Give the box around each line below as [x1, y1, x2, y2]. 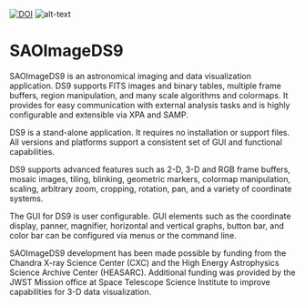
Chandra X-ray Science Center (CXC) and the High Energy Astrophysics [9, 257, 280, 268]
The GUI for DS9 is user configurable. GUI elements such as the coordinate [9, 210, 291, 221]
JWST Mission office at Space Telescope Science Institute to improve [9, 276, 270, 287]
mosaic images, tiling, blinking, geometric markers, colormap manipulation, [9, 173, 291, 184]
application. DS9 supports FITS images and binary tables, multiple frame [9, 80, 282, 91]
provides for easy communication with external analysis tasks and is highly [9, 99, 290, 110]
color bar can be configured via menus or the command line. [9, 229, 237, 240]
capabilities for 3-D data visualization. [9, 286, 152, 297]
